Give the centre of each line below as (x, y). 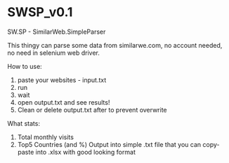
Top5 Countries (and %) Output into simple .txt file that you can (109, 144)
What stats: (24, 123)
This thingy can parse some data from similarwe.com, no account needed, (115, 45)
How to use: (25, 66)
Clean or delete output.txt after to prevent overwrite (92, 110)
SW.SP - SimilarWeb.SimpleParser (57, 32)
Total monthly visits (45, 137)
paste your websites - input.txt (62, 80)
